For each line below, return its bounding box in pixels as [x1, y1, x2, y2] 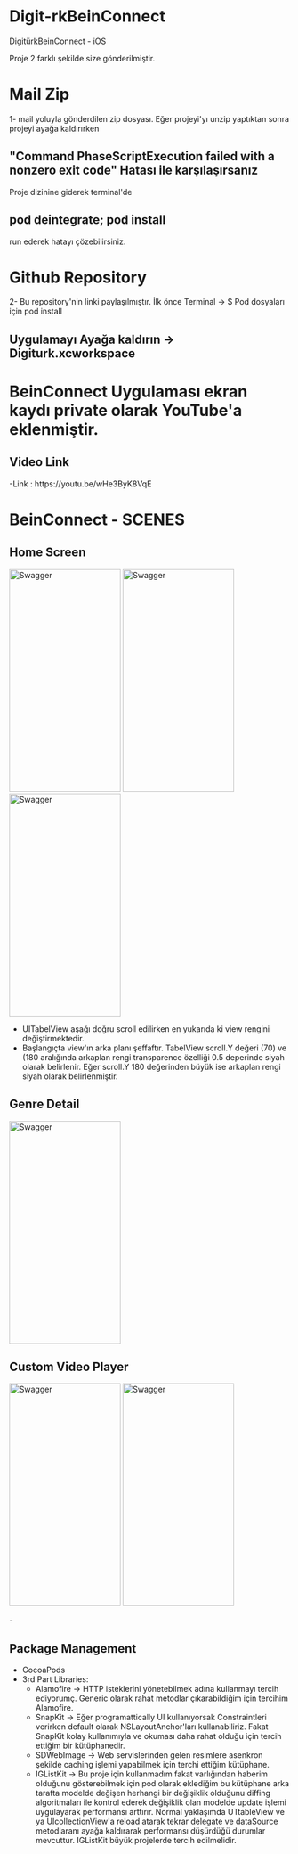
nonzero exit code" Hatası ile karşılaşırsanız [9, 163, 258, 178]
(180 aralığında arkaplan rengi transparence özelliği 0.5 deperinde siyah [21, 1051, 285, 1062]
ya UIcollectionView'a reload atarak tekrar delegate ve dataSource [35, 1816, 278, 1827]
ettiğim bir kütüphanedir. [35, 1740, 126, 1752]
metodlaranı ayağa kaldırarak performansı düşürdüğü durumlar [35, 1825, 266, 1836]
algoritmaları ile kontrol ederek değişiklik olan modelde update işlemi [35, 1797, 286, 1808]
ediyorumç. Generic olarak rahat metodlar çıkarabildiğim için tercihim [35, 1693, 289, 1703]
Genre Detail [9, 1097, 80, 1112]
